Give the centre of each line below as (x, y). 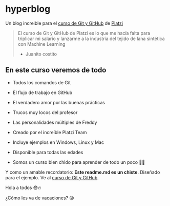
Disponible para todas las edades (48, 152)
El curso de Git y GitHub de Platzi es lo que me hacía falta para (84, 33)
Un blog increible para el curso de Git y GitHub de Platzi (64, 23)
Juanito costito (41, 54)
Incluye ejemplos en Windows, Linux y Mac (58, 142)
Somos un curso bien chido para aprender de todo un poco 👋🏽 (79, 162)
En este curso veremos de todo (56, 70)
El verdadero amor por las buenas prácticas (59, 102)
